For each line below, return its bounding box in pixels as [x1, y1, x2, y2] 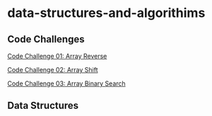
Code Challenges [7, 33, 85, 45]
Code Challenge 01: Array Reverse [7, 52, 107, 60]
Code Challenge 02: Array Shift [7, 66, 98, 74]
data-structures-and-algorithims [7, 5, 206, 21]
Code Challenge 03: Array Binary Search [7, 79, 126, 88]
